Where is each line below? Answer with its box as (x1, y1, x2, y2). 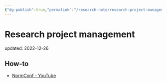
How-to (4, 59, 29, 68)
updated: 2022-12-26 (4, 45, 49, 51)
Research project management (4, 28, 135, 40)
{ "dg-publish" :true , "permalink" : (4, 7, 74, 12)
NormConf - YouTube (11, 73, 56, 79)
